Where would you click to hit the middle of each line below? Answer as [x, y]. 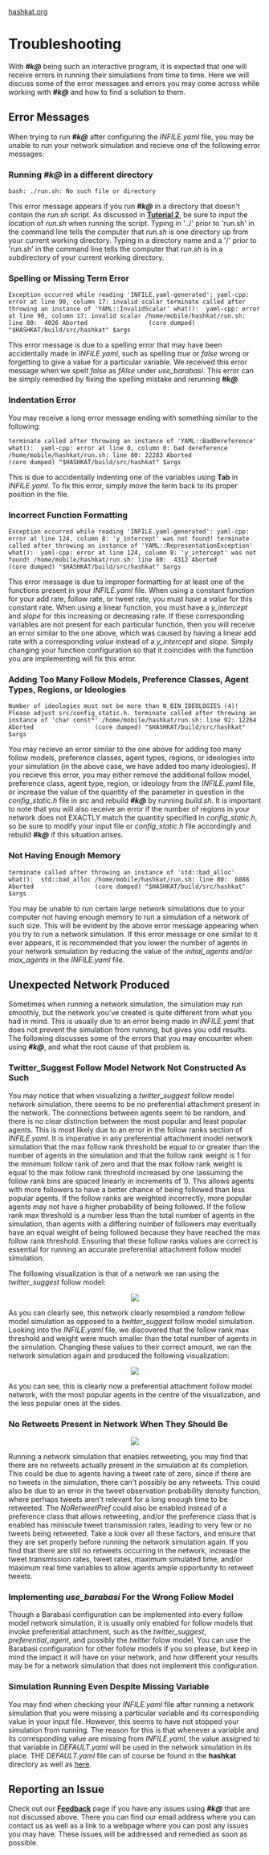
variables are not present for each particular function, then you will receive [132, 624]
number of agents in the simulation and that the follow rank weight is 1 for [130, 1155]
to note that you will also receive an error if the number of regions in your [129, 809]
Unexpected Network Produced [89, 985]
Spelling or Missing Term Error [69, 278]
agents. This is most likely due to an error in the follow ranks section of [125, 1129]
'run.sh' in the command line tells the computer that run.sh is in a [116, 249]
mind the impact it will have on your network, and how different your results [133, 1657]
